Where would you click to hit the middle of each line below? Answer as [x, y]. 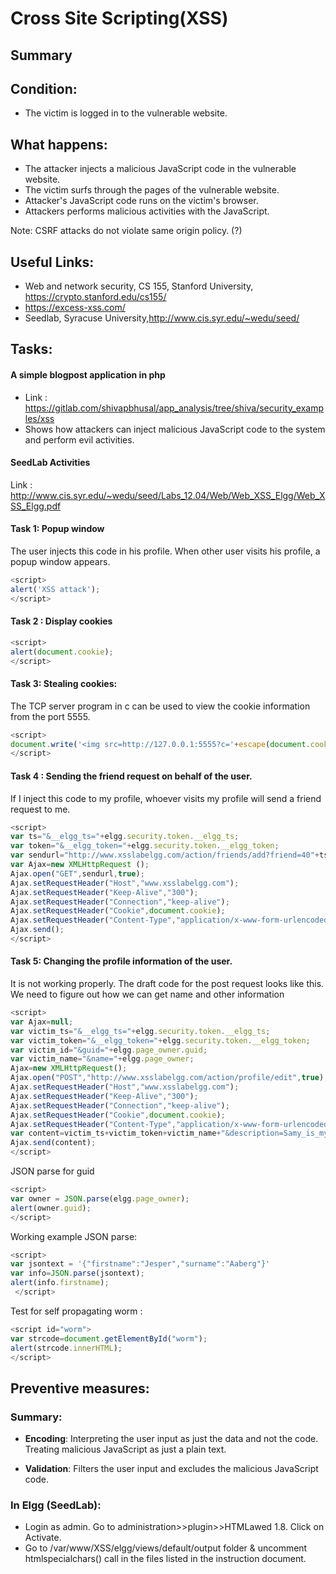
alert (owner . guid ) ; [51, 1208]
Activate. [43, 1538]
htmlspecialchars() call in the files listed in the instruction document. [165, 1559]
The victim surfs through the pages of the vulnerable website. [152, 190]
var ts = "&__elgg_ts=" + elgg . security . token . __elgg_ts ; [125, 837]
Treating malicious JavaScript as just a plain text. [125, 1449]
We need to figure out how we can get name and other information [147, 994]
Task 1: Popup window [57, 529]
